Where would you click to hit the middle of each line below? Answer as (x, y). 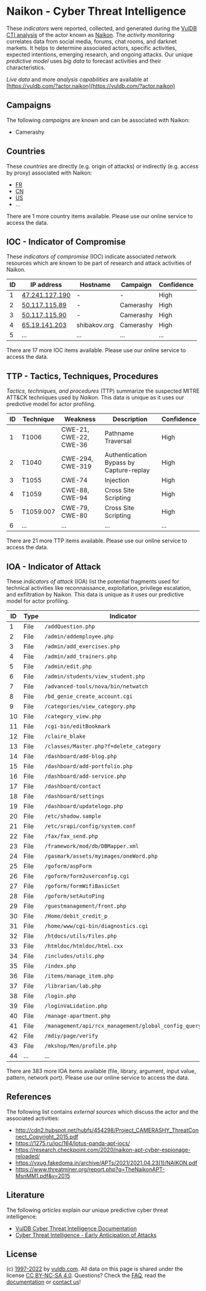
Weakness (80, 419)
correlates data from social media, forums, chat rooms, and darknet (92, 41)
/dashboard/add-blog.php (81, 756)
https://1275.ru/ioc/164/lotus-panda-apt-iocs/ (73, 1143)
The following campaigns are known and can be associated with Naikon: (98, 120)
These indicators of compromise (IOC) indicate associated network (91, 257)
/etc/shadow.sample (73, 816)
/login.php (60, 996)
